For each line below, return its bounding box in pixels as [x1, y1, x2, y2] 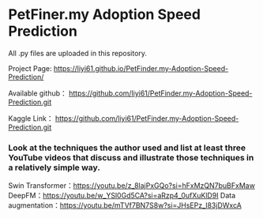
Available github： [8, 88, 67, 98]
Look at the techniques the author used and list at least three [8, 142, 246, 153]
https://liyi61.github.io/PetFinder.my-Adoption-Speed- [53, 63, 229, 73]
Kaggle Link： [8, 113, 54, 123]
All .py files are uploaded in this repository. [8, 48, 148, 58]
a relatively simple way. [8, 162, 100, 173]
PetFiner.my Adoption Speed [8, 6, 201, 24]
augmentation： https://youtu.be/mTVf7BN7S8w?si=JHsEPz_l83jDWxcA [8, 201, 242, 210]
